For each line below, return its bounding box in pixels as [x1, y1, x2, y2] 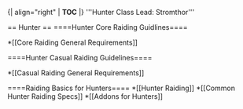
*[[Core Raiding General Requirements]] [7, 38, 138, 47]
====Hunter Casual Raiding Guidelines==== [7, 53, 153, 62]
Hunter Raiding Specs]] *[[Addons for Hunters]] [7, 92, 163, 101]
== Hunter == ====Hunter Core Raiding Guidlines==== [7, 23, 188, 31]
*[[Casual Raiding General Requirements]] [7, 68, 145, 78]
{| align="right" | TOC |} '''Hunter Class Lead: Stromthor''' [7, 8, 195, 16]
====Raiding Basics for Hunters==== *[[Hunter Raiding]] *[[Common [7, 83, 235, 93]
